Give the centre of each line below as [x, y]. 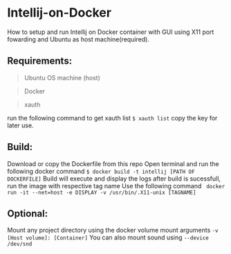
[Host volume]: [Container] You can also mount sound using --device [108, 237]
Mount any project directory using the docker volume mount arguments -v [113, 230]
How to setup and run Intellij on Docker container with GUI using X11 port [111, 32]
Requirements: [40, 61]
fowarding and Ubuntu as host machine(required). [78, 39]
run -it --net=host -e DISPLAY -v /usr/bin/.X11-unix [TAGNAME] [102, 192]
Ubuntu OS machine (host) [62, 78]
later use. [20, 125]
